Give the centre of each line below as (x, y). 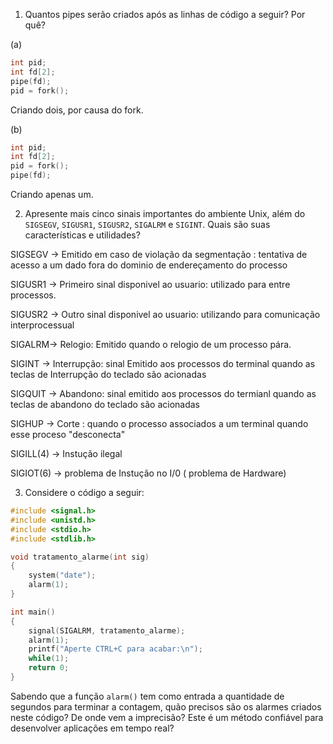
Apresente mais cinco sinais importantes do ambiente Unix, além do (165, 213)
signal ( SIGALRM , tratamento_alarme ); (107, 630)
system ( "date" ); (62, 575)
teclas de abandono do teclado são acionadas (105, 404)
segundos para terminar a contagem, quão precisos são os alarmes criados (166, 706)
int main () (33, 612)
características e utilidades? (82, 235)
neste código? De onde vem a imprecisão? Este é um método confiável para (167, 717)
